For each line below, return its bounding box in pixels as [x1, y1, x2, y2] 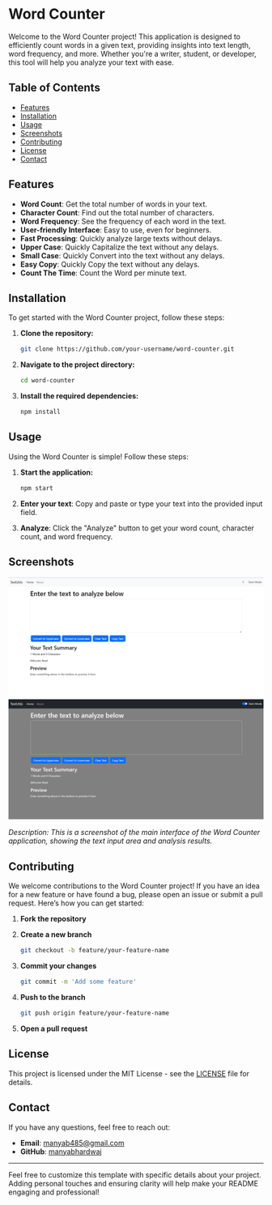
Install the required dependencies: [19, 391, 139, 401]
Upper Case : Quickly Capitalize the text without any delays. [19, 242, 219, 252]
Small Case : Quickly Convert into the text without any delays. [19, 250, 225, 260]
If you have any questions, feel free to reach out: [8, 1122, 171, 1132]
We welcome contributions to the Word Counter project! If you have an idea [8, 881, 261, 891]
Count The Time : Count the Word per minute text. [19, 268, 187, 278]
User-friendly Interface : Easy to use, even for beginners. [19, 224, 212, 235]
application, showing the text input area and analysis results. [8, 836, 213, 846]
